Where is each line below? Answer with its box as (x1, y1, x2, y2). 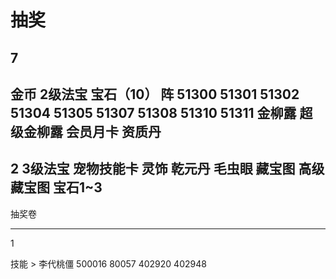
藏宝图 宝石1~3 (10, 179, 103, 196)
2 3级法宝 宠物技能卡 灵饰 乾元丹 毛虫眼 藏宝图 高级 (10, 161, 325, 178)
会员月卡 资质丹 (65, 123, 162, 140)
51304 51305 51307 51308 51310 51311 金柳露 (10, 104, 297, 121)
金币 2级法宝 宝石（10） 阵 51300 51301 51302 (10, 86, 300, 103)
